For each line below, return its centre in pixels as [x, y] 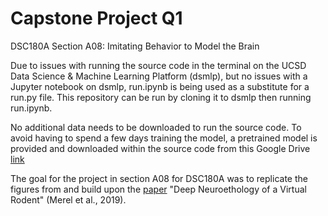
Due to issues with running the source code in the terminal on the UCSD [158, 65]
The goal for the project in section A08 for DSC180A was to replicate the [159, 178]
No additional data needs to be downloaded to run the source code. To [156, 127]
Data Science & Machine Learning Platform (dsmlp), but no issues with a [159, 76]
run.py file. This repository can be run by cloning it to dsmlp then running [161, 97]
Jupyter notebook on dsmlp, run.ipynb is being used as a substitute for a [160, 86]
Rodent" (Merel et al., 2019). [68, 199]
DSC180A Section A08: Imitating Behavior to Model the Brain [135, 46]
